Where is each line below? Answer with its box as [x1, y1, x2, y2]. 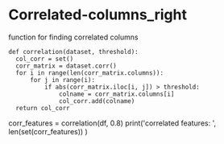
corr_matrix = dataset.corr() [15, 62, 117, 70]
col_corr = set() [15, 55, 74, 63]
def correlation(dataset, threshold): [8, 47, 139, 56]
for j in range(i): [29, 76, 95, 84]
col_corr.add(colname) [59, 97, 135, 105]
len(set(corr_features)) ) [8, 126, 89, 136]
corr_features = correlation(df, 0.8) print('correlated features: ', [8, 118, 217, 128]
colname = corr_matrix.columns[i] [59, 90, 175, 98]
